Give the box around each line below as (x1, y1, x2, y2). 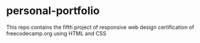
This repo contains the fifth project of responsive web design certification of (6, 24, 195, 31)
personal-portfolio (6, 4, 100, 18)
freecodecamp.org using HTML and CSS (6, 29, 107, 37)
